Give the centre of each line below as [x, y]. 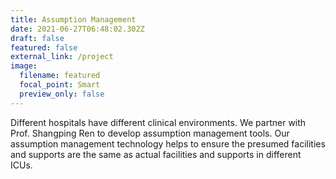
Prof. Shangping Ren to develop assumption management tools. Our [150, 133]
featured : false [44, 47]
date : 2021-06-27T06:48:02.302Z [77, 29]
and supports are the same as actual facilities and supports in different [156, 154]
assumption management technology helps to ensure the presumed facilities [168, 143]
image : [24, 66]
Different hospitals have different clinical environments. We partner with [158, 122]
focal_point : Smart [60, 85]
